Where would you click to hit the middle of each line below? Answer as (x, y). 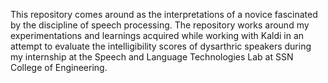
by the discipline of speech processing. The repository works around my (160, 25)
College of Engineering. (59, 67)
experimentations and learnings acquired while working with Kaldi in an (157, 35)
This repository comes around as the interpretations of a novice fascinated (164, 14)
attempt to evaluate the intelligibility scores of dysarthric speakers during (161, 46)
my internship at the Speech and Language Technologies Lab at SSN (152, 57)
